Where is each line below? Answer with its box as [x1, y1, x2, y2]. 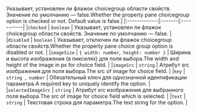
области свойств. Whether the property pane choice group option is [6, 42, 173, 50]
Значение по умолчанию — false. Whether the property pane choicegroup [6, 11, 190, 18]
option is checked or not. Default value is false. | [6, 18, 123, 24]
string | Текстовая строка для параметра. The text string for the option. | [6, 99, 188, 106]
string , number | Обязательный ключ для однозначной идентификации [6, 74, 188, 81]
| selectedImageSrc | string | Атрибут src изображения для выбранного [6, 87, 184, 93]
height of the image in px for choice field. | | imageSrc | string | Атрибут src [6, 61, 190, 68]
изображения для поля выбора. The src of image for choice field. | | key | [6, 68, 186, 74]
